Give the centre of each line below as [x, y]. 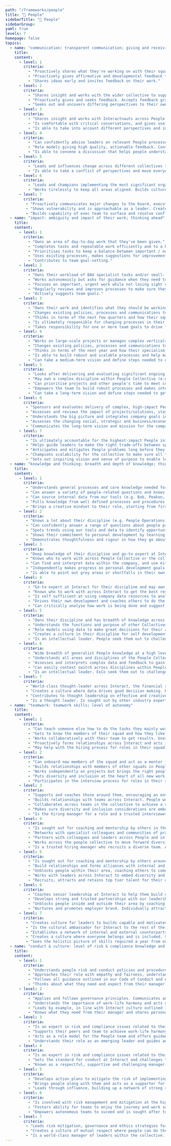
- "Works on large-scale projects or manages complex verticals [97, 341]
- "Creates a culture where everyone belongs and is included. [94, 937]
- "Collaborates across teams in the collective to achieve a [95, 804]
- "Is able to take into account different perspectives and [94, 128]
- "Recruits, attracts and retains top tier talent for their [95, 880]
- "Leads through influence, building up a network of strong [95, 1088]
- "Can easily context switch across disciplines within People [97, 667]
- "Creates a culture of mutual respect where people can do [92, 1131]
